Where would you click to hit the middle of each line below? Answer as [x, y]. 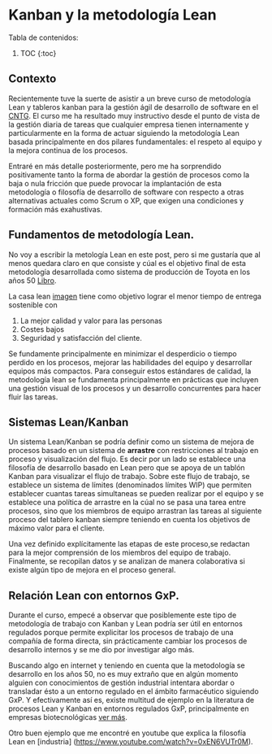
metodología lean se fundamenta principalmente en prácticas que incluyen [134, 379]
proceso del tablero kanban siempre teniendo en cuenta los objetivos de [130, 520]
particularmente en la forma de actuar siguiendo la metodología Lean [124, 133]
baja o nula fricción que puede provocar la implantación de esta [115, 183]
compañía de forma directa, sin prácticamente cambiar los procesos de [128, 641]
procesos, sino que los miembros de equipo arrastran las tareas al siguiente [135, 511]
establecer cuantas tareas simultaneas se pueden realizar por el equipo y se [136, 494]
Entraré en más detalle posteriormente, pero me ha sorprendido [115, 166]
